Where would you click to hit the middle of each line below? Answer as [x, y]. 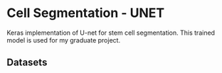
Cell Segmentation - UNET [86, 13]
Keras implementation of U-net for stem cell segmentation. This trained [111, 33]
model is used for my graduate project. [64, 40]
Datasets [27, 63]
